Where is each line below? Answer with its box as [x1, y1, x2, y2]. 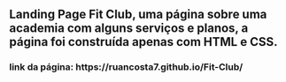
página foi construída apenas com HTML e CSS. [9, 34, 278, 49]
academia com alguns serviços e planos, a [9, 21, 249, 36]
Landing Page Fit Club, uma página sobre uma [9, 7, 267, 22]
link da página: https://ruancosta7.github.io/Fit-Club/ [9, 61, 243, 73]
